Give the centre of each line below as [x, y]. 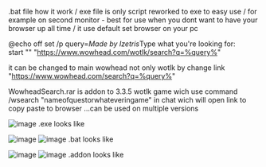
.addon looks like [96, 155]
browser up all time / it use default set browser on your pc [103, 28]
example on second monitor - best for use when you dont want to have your [133, 20]
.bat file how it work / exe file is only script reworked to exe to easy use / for [133, 12]
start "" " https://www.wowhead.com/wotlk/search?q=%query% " [115, 52]
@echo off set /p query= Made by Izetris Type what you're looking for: [122, 44]
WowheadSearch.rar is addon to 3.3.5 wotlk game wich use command [123, 91]
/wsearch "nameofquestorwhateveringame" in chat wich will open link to [127, 100]
